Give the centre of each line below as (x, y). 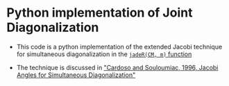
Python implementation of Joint (100, 13)
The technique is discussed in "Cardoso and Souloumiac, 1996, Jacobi (117, 67)
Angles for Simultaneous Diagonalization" (76, 75)
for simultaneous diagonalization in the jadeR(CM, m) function (104, 54)
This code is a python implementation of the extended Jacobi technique (119, 46)
